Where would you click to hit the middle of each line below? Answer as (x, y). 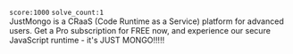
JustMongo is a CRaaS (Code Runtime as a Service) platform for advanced (146, 21)
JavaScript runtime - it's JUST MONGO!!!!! (87, 40)
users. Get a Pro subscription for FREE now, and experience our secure (140, 31)
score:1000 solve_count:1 (57, 12)
